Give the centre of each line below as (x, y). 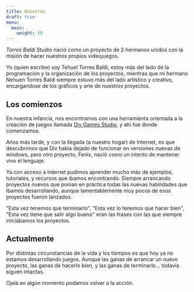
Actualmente (30, 239)
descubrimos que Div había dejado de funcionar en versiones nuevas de (93, 148)
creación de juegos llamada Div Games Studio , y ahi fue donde (82, 124)
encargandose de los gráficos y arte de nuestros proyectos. (78, 86)
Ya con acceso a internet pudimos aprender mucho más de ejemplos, (90, 172)
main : (18, 28)
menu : (13, 22)
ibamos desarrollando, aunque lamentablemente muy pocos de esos (89, 190)
